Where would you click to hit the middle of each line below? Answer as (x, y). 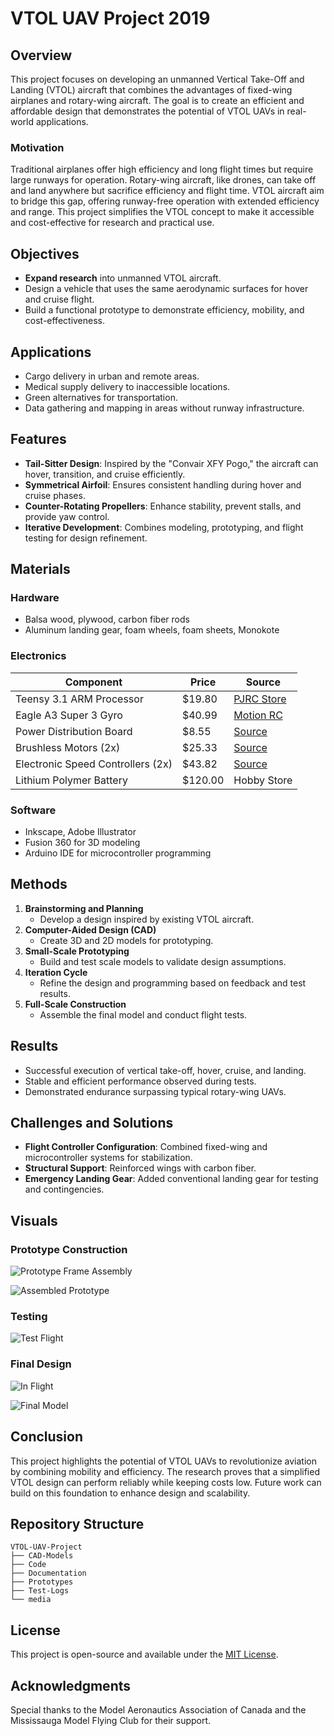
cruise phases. (55, 495)
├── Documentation (48, 1573)
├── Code (28, 1565)
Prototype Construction (69, 1249)
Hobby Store (263, 780)
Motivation (37, 147)
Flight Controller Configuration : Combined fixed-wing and (146, 1147)
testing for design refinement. (86, 538)
